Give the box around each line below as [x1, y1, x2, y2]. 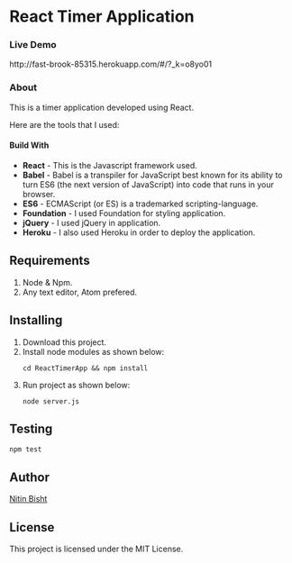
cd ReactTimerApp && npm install [22, 363, 149, 373]
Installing [9, 313, 63, 328]
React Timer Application [9, 6, 195, 27]
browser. [22, 188, 56, 199]
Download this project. [22, 336, 106, 348]
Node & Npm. [22, 277, 73, 287]
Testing [9, 422, 53, 436]
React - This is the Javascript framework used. [22, 159, 198, 170]
